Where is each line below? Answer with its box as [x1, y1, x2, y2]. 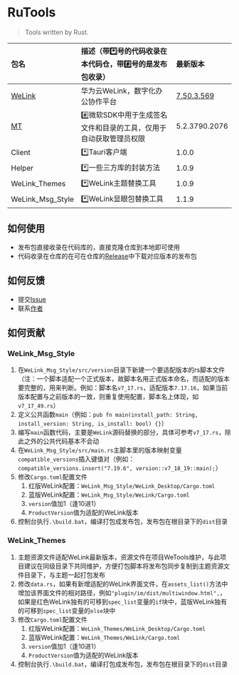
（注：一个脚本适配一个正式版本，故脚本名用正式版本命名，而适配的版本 [17, 375, 230, 383]
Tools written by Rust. [24, 28, 89, 36]
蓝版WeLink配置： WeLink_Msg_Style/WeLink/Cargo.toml [28, 490, 190, 499]
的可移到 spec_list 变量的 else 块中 [17, 606, 116, 614]
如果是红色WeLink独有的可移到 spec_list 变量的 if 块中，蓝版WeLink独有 [17, 597, 228, 606]
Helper [11, 163, 34, 173]
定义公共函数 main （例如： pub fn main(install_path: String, [17, 410, 198, 419]
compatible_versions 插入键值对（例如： [17, 455, 135, 464]
